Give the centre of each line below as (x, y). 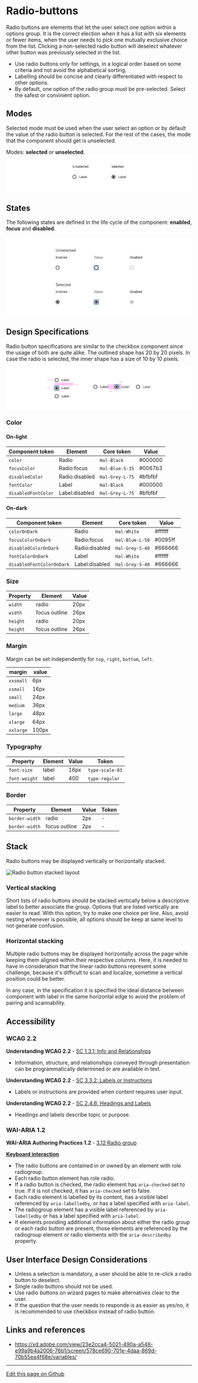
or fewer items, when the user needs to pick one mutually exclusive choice (97, 40)
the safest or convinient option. (52, 95)
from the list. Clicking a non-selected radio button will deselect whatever (94, 46)
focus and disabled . (31, 229)
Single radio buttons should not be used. (64, 1287)
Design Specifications (48, 332)
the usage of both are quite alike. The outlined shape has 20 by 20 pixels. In (98, 352)
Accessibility (31, 1021)
